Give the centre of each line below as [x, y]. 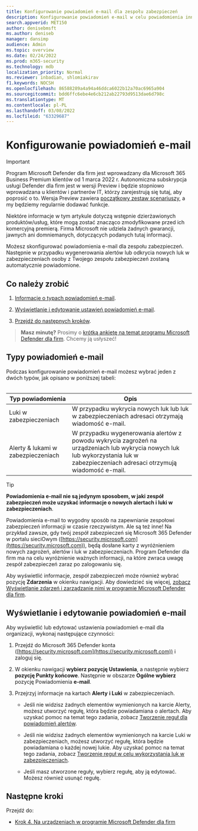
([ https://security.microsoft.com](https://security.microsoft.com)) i [95, 651]
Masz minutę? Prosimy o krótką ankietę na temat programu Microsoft [105, 332]
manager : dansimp [27, 39]
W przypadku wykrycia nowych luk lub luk [130, 409]
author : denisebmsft [32, 28]
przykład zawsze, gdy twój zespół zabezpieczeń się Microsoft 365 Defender [99, 532]
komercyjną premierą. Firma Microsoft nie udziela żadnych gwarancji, [90, 229]
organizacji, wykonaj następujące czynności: [60, 633]
